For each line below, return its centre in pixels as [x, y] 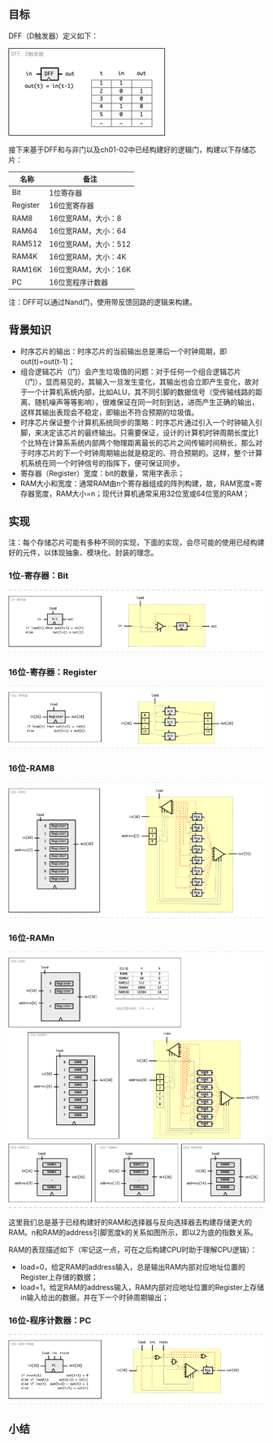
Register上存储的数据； [59, 1277]
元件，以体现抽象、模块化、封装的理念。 [90, 553]
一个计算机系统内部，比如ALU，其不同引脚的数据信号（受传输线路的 [141, 392]
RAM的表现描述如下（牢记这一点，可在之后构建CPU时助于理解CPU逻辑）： [133, 1250]
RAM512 [27, 244]
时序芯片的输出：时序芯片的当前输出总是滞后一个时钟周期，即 [123, 351]
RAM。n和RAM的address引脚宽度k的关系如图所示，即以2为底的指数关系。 [133, 1232]
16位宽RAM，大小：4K [87, 256]
